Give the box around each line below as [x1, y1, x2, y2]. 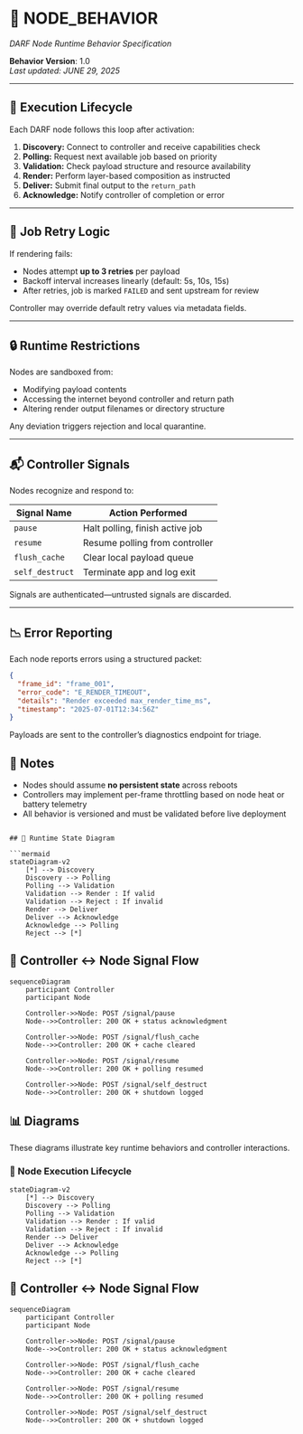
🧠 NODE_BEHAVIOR [9, 8, 159, 29]
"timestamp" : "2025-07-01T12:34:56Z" [17, 704, 160, 713]
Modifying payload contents [22, 384, 128, 395]
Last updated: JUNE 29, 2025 [9, 65, 120, 76]
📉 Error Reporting [9, 625, 113, 640]
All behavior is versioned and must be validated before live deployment [22, 808, 287, 819]
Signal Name [15, 506, 72, 519]
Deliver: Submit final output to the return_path [22, 180, 196, 191]
